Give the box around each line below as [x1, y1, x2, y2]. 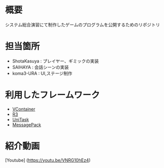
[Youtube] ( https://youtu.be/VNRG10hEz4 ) [5, 157, 91, 163]
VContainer [12, 106, 35, 112]
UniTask [12, 116, 29, 122]
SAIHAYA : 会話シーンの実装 [12, 64, 69, 70]
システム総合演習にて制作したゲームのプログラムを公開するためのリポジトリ [5, 22, 160, 28]
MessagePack [12, 122, 41, 128]
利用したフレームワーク [5, 90, 100, 101]
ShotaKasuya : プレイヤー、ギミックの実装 [12, 58, 99, 64]
